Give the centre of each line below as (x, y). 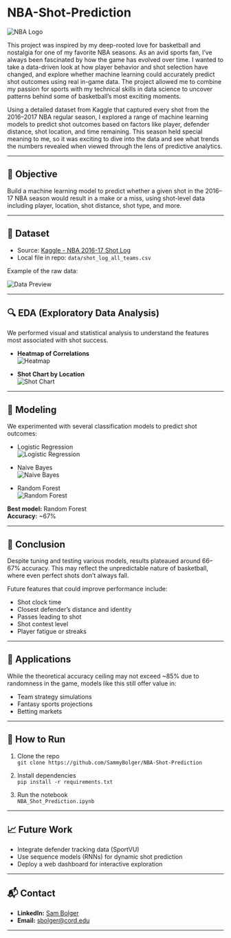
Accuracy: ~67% (32, 516)
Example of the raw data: (43, 270)
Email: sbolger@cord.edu (53, 921)
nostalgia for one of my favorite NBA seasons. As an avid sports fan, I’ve (110, 52)
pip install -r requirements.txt (65, 782)
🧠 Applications (39, 660)
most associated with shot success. (58, 340)
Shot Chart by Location (51, 374)
